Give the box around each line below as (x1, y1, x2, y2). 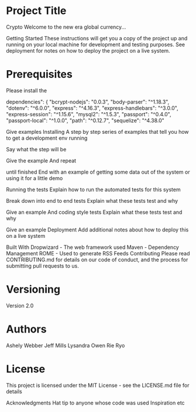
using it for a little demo (6, 174, 63, 182)
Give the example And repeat (6, 157, 77, 164)
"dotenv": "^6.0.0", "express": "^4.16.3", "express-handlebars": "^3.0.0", (6, 104, 178, 112)
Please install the (6, 86, 47, 94)
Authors (6, 323, 47, 335)
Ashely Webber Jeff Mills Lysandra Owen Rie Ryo (6, 342, 125, 349)
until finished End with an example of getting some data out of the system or (6, 168, 190, 175)
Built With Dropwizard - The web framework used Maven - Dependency (6, 244, 180, 251)
